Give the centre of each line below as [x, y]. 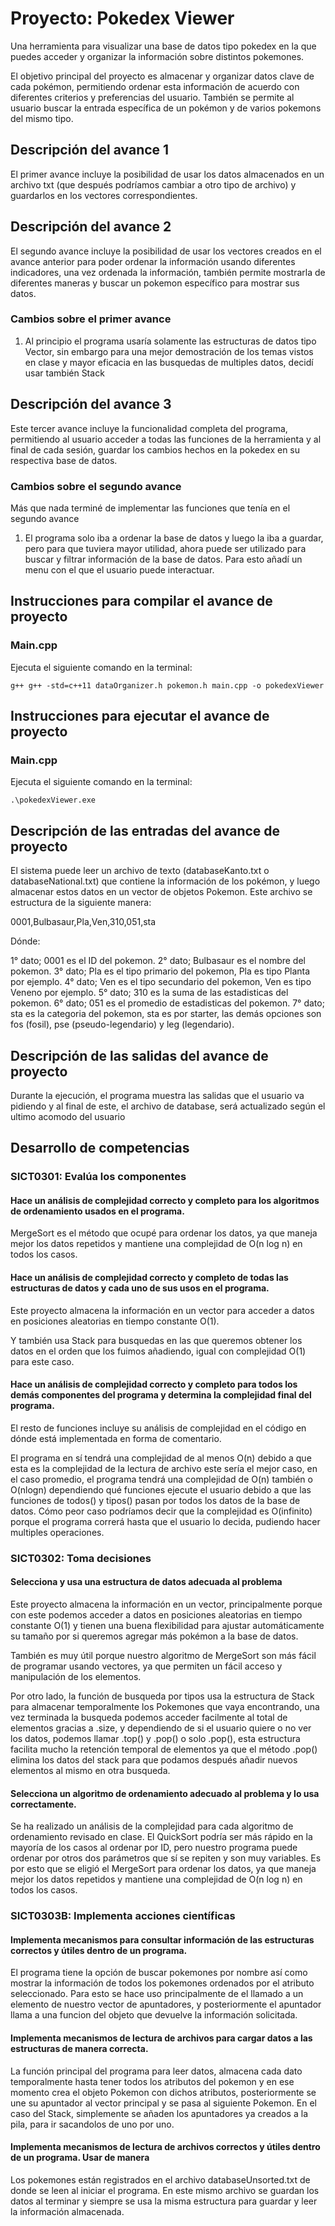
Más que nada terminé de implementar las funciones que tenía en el [150, 508]
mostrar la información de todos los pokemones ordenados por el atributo [162, 1983]
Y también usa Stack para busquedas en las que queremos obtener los [156, 1340]
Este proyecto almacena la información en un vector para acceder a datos [162, 1310]
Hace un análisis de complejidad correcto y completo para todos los [154, 1384]
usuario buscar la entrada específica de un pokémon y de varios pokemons [166, 108]
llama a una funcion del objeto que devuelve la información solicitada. [154, 2015]
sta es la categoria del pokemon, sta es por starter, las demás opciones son [166, 1014]
